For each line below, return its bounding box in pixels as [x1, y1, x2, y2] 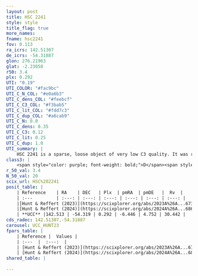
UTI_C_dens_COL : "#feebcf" [6, 96, 72, 102]
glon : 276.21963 [6, 58, 46, 64]
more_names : [6, 31, 35, 37]
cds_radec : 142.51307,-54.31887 [6, 217, 85, 223]
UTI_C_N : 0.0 [6, 119, 38, 124]
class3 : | [6, 157, 31, 163]
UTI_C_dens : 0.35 [6, 124, 49, 130]
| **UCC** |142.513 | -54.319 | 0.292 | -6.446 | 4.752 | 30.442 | [16, 212, 186, 218]
